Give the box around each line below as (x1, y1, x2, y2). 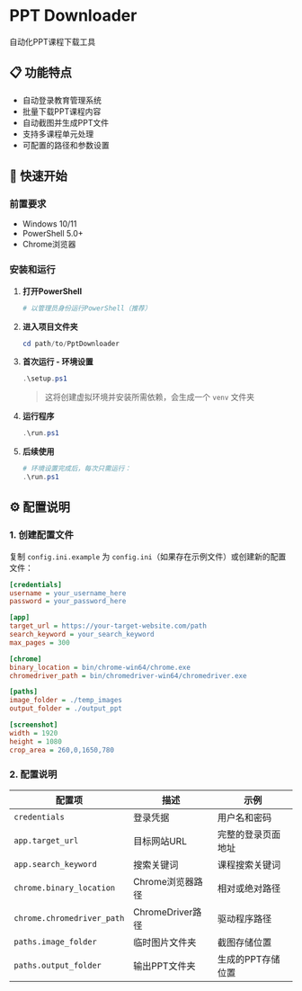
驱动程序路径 (217, 912, 272, 924)
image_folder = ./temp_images (9, 696, 123, 705)
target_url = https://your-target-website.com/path (9, 621, 207, 630)
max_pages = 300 (9, 638, 70, 647)
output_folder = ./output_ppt (9, 704, 123, 713)
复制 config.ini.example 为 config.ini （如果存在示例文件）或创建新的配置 (9, 550, 287, 562)
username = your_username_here (9, 588, 127, 598)
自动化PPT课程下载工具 (9, 36, 96, 47)
